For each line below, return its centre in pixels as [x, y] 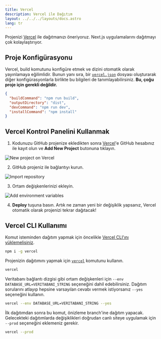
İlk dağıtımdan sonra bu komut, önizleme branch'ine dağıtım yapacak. [74, 313]
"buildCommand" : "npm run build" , [44, 98]
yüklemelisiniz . [20, 242]
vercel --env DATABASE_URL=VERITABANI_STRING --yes [58, 303]
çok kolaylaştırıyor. [24, 42]
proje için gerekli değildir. [31, 85]
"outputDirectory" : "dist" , [38, 103]
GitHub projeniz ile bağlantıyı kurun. [48, 167]
